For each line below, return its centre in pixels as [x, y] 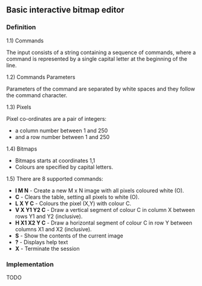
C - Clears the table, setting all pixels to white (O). [77, 197]
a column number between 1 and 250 [61, 131]
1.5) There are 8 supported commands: [55, 179]
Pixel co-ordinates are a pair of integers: [57, 118]
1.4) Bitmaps [22, 149]
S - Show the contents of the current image [69, 236]
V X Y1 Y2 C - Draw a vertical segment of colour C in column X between [105, 209]
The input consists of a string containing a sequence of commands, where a [101, 52]
